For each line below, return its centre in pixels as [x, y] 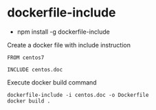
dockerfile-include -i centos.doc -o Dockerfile [78, 95]
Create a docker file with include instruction [69, 45]
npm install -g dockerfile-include [63, 32]
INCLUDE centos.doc [35, 69]
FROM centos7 [26, 57]
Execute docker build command [52, 82]
